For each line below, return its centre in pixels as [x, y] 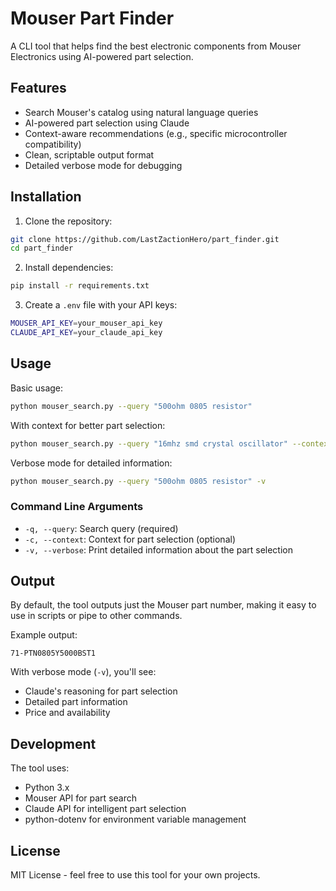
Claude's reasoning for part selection [101, 691]
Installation [46, 197]
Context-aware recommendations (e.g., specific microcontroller [156, 133]
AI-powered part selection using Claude [107, 123]
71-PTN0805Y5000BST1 [53, 653]
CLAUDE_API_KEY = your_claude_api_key [86, 333]
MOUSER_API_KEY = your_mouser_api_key [86, 323]
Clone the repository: [68, 221]
